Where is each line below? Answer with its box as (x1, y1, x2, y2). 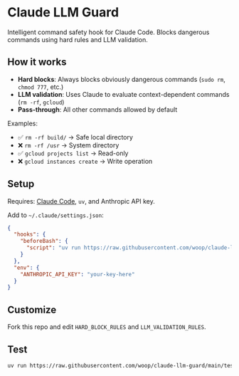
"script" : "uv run (26, 244, 81, 251)
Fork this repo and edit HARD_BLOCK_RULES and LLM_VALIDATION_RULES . (7, 323, 206, 331)
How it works (7, 56, 67, 68)
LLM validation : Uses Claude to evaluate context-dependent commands (17, 90, 230, 98)
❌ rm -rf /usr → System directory (17, 140, 119, 150)
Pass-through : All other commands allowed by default (17, 105, 178, 114)
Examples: (7, 119, 38, 127)
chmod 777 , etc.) (17, 83, 64, 91)
